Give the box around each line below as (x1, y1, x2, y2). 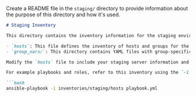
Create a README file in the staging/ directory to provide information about (6, 5, 188, 12)
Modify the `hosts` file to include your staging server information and (6, 59, 190, 65)
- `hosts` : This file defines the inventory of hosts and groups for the (6, 43, 190, 49)
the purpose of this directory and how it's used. (6, 11, 121, 18)
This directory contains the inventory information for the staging (6, 33, 176, 38)
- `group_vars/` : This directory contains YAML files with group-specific (6, 49, 192, 55)
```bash (6, 80, 25, 86)
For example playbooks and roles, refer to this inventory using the (6, 70, 179, 76)
